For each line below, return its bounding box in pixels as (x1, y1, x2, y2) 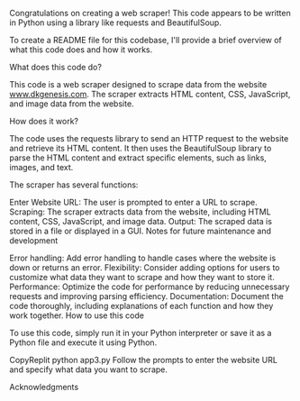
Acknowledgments (9, 382, 79, 392)
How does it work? (9, 116, 79, 126)
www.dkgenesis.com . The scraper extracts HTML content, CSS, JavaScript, (9, 89, 291, 99)
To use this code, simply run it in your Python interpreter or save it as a (9, 328, 272, 338)
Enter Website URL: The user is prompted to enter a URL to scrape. (9, 197, 259, 207)
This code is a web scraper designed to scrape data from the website (9, 79, 268, 89)
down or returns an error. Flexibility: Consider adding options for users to (9, 262, 280, 273)
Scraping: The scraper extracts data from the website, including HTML (9, 206, 272, 217)
